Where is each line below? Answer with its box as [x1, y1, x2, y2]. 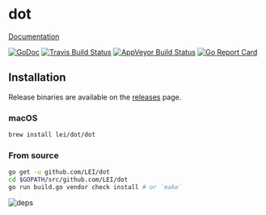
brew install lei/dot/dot [8, 131, 95, 139]
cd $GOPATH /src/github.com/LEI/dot [8, 175, 129, 184]
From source [8, 150, 59, 161]
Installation [8, 70, 66, 85]
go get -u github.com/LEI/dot [8, 168, 111, 176]
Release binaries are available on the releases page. [8, 92, 182, 102]
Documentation [8, 32, 60, 41]
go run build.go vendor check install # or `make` [8, 183, 183, 191]
